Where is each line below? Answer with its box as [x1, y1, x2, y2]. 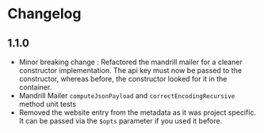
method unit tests [18, 100, 77, 108]
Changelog [7, 5, 82, 23]
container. [18, 82, 52, 92]
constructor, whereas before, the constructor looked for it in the [18, 74, 228, 83]
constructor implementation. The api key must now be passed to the [18, 66, 243, 75]
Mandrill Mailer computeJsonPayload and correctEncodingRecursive [18, 91, 235, 100]
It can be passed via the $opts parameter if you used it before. [18, 116, 223, 125]
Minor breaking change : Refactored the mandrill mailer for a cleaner [18, 57, 243, 66]
